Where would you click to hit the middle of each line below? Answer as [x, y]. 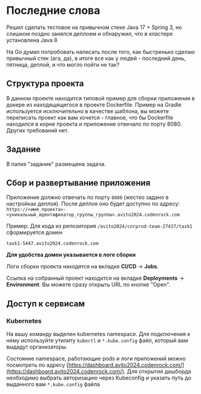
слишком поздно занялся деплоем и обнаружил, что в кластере [90, 33]
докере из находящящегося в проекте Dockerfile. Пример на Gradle [94, 105]
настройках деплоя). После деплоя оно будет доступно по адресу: [93, 204]
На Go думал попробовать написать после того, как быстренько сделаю [101, 51]
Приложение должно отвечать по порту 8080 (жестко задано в [87, 198]
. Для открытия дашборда [157, 372]
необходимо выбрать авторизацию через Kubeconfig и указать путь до [99, 378]
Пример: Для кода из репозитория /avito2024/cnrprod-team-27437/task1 [99, 226]
